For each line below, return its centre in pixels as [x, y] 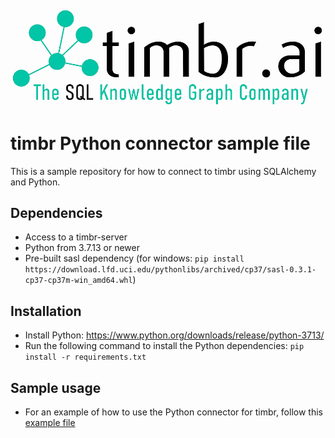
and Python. [35, 182]
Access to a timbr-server [76, 237]
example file [50, 423]
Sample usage [56, 387]
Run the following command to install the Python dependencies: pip [164, 346]
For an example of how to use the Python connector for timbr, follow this [173, 412]
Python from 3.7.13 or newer [82, 248]
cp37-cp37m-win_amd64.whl [78, 281]
